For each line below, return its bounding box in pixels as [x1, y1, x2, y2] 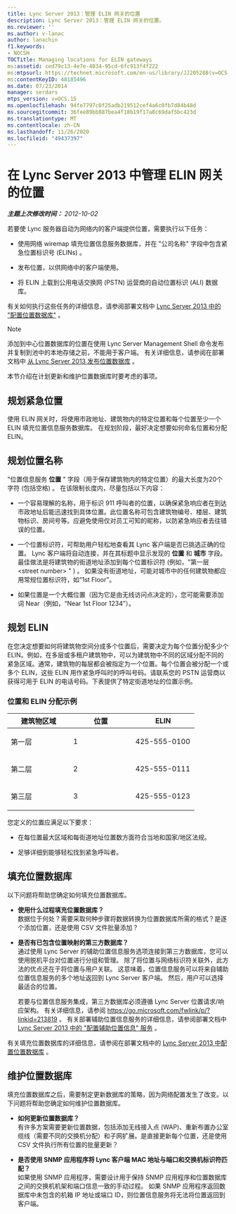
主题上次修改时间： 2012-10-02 [7, 209, 98, 218]
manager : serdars [7, 89, 58, 96]
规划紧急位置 [7, 395, 63, 407]
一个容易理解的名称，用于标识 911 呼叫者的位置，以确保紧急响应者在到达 [17, 498, 227, 507]
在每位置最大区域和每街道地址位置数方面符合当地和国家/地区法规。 [17, 833, 211, 841]
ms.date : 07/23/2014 [7, 82, 68, 89]
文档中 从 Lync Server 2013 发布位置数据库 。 [7, 357, 139, 366]
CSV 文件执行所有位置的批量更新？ [17, 1140, 119, 1148]
